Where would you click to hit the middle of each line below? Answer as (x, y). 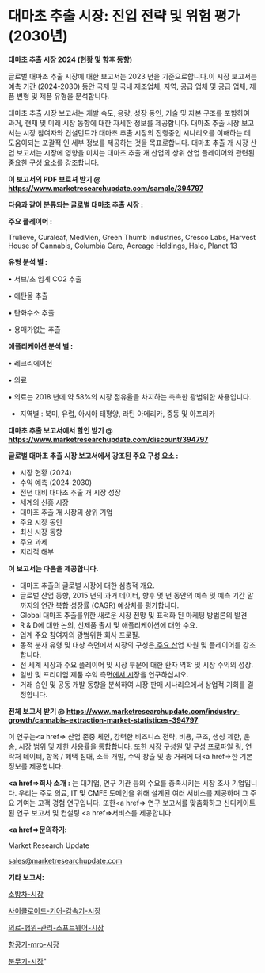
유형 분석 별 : (28, 261)
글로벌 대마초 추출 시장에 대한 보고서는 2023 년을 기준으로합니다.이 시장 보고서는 (133, 76)
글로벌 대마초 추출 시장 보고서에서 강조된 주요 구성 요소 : (93, 456)
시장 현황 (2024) (46, 472)
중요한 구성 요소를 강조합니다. (54, 162)
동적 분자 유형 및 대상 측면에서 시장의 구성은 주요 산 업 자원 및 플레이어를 (130, 645)
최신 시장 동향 (41, 532)
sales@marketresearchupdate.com (65, 860)
